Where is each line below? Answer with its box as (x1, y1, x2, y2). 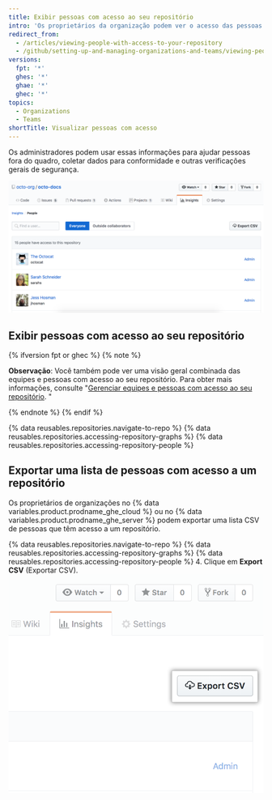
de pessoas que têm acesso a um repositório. (8, 523, 161, 534)
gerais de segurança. (8, 164, 79, 174)
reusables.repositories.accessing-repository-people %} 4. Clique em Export (8, 556, 263, 566)
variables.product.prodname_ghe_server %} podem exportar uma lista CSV (8, 515, 260, 525)
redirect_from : (8, 30, 60, 38)
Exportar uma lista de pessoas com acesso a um (8, 464, 257, 478)
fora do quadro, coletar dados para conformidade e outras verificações (8, 156, 246, 165)
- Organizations (15, 107, 70, 115)
